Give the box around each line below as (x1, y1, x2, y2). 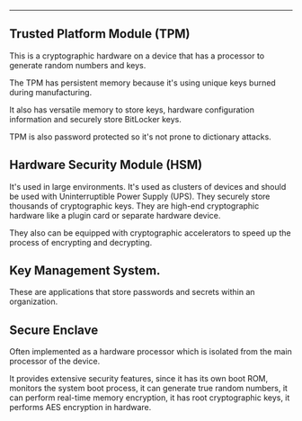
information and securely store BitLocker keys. (9, 113, 182, 124)
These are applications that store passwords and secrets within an (9, 287, 255, 298)
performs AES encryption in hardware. (9, 402, 152, 413)
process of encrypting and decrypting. (9, 237, 153, 247)
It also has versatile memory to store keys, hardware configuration (9, 104, 254, 115)
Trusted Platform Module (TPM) (9, 26, 191, 41)
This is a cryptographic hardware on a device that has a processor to (9, 50, 265, 61)
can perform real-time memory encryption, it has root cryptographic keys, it (9, 392, 290, 403)
